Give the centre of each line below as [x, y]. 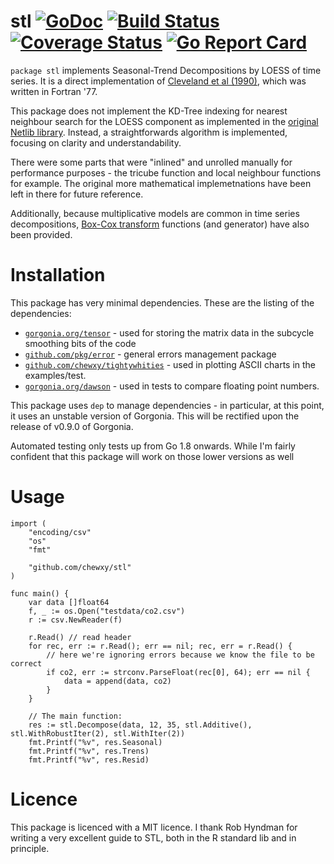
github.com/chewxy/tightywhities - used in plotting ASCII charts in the [170, 364]
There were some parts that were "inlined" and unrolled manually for [151, 162]
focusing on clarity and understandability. [96, 142]
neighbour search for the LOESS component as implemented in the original [164, 121]
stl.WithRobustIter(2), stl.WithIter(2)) [98, 733]
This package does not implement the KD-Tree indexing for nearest [149, 111]
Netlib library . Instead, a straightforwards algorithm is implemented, [149, 132]
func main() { [40, 593]
